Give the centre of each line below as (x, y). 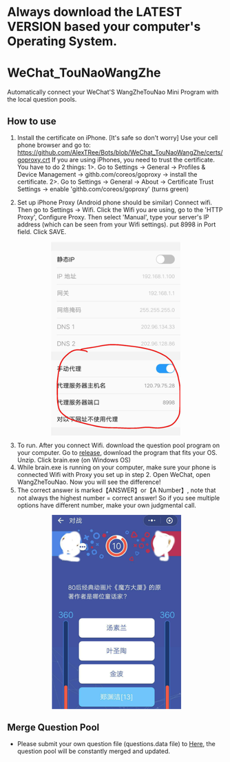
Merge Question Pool (53, 727)
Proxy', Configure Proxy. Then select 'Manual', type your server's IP (113, 217)
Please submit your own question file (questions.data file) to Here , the (116, 743)
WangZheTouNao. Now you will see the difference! (89, 482)
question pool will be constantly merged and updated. (94, 751)
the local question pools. (42, 99)
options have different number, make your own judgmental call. (106, 505)
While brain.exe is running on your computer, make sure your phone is (117, 467)
